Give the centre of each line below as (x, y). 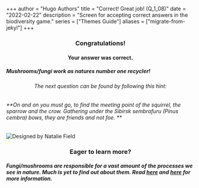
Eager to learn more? (100, 151)
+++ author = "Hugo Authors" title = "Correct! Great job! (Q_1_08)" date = (96, 9)
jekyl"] (14, 28)
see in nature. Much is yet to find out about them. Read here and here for (98, 172)
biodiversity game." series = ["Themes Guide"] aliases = (75, 21)
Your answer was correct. (100, 57)
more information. (29, 178)
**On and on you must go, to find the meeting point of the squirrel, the (94, 105)
